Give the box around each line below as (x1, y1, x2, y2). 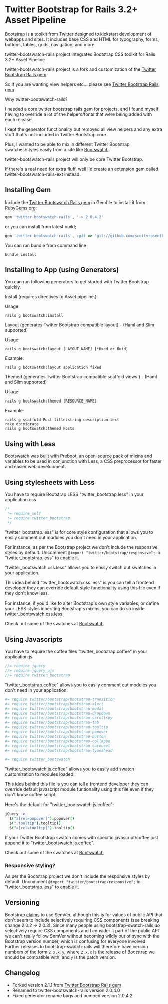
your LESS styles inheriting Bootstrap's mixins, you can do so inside (5, 606, 145, 612)
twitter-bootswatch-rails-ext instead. (5, 171, 81, 177)
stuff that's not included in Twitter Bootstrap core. (5, 131, 108, 137)
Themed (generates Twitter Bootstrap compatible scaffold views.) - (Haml (5, 374, 157, 380)
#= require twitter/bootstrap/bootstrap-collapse (5, 738, 111, 744)
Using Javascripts (5, 635, 63, 644)
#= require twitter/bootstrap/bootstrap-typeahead (5, 748, 113, 753)
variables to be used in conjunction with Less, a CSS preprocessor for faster (5, 458, 162, 464)
